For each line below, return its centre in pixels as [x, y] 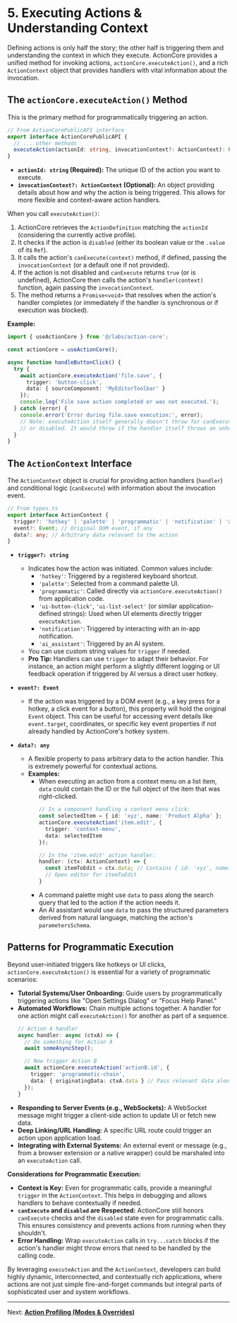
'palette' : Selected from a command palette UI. [109, 584]
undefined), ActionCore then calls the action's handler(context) [110, 280]
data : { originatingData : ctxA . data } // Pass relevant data [122, 1081]
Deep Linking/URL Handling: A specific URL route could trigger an [114, 1130]
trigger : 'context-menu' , [83, 829]
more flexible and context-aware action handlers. [89, 200]
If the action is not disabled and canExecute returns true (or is [107, 273]
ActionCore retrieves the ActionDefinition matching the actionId [113, 227]
